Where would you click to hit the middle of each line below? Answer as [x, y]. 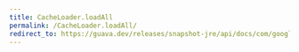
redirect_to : [33, 33]
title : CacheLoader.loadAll [61, 17]
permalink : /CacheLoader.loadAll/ [73, 26]
